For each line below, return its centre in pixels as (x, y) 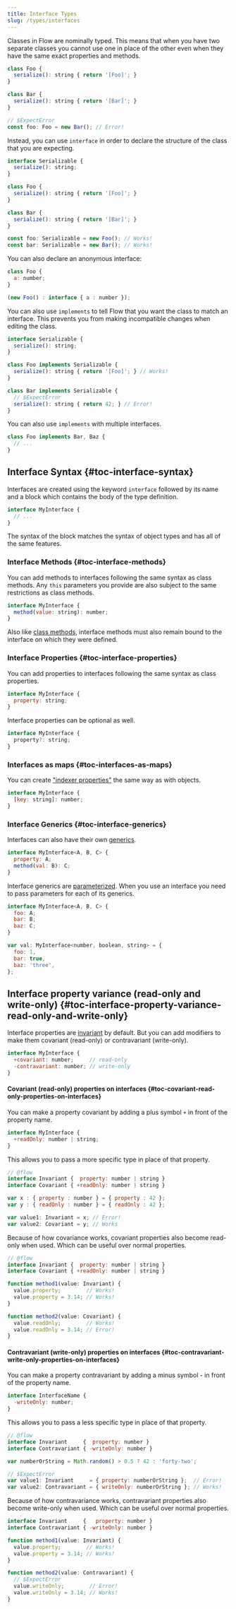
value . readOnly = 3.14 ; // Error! (64, 1330)
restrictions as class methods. (51, 592)
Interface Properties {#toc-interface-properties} (92, 658)
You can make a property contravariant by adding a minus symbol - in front (116, 1375)
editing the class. (32, 326)
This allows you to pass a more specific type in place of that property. (108, 1159)
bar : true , (30, 959)
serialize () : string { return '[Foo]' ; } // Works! (91, 372)
